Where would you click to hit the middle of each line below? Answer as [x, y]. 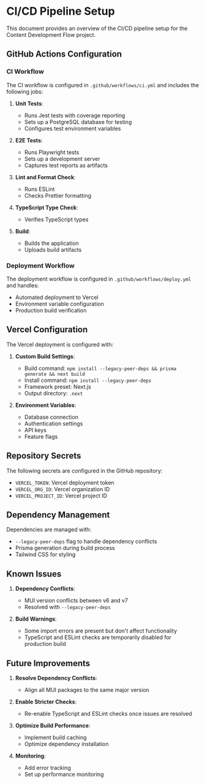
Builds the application [52, 243]
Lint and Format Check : [46, 177]
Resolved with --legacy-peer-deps [68, 607]
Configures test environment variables [73, 128]
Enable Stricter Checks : [46, 702]
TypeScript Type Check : [47, 208]
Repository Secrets [44, 456]
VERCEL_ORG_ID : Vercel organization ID [62, 489]
